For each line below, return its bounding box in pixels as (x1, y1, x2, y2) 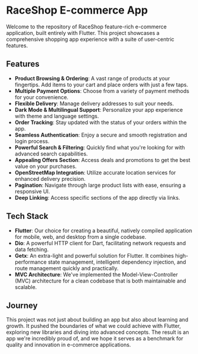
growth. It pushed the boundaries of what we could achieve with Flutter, (6, 323, 181, 330)
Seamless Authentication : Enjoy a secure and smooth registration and (14, 131, 187, 138)
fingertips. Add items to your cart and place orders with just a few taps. (14, 81, 189, 88)
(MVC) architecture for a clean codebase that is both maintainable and (14, 277, 186, 284)
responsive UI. (14, 187, 50, 195)
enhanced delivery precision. (14, 175, 86, 182)
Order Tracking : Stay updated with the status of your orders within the (14, 119, 187, 126)
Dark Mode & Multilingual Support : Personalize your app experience (14, 106, 183, 113)
